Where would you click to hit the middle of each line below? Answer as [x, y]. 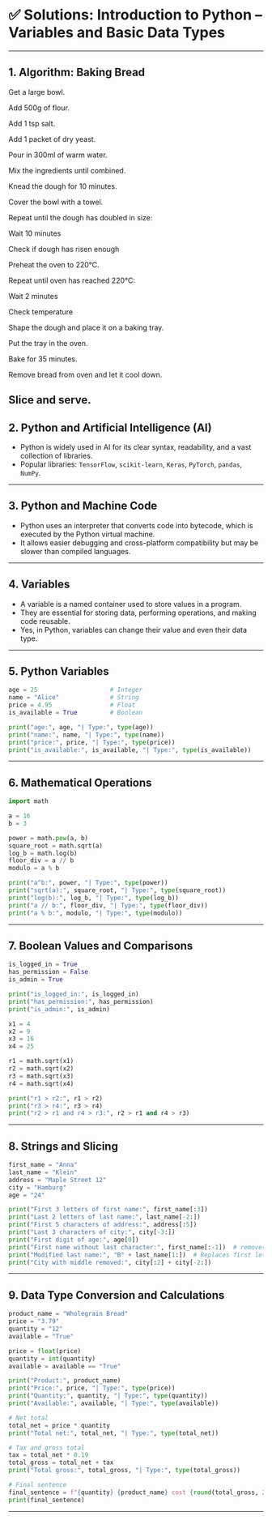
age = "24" [27, 1195]
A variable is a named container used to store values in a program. [131, 604]
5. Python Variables [59, 671]
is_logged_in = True [43, 965]
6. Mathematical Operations [80, 782]
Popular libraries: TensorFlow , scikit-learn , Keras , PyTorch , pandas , [131, 464]
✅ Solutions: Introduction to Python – [136, 15]
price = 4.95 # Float [72, 705]
